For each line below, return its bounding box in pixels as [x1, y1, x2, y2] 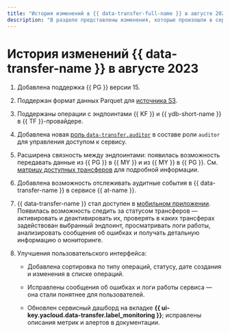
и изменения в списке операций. [27, 270, 125, 278]
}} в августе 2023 [94, 60, 199, 76]
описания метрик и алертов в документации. [27, 319, 160, 327]
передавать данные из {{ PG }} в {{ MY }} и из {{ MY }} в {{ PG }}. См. [16, 159, 218, 167]
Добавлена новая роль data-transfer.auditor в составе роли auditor [16, 130, 220, 139]
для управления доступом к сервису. [16, 138, 127, 146]
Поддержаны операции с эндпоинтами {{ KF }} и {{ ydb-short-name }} [16, 110, 222, 118]
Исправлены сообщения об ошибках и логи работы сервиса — [27, 283, 212, 292]
